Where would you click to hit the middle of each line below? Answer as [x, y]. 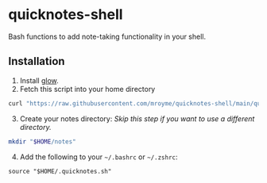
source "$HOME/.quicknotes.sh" [60, 171]
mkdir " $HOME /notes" [43, 141]
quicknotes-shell [66, 15]
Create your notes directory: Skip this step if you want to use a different [137, 118]
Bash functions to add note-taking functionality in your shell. [107, 36]
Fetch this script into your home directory [87, 89]
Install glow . [39, 80]
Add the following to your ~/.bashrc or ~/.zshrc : [99, 157]
